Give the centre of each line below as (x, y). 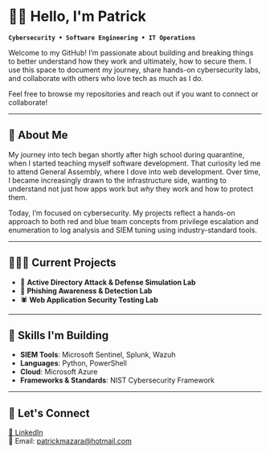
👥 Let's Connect (49, 413)
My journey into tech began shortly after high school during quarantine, (127, 154)
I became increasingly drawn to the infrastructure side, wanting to (117, 180)
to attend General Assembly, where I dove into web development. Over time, (135, 171)
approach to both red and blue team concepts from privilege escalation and (133, 221)
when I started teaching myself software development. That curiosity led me (135, 163)
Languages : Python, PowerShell (73, 363)
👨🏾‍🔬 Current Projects (62, 263)
